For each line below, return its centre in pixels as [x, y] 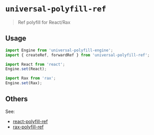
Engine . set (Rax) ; [24, 83]
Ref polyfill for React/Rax [44, 22]
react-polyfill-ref [30, 121]
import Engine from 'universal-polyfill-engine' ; [59, 50]
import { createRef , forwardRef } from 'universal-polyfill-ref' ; [78, 55]
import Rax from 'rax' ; [31, 79]
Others [17, 99]
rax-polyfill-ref [28, 127]
